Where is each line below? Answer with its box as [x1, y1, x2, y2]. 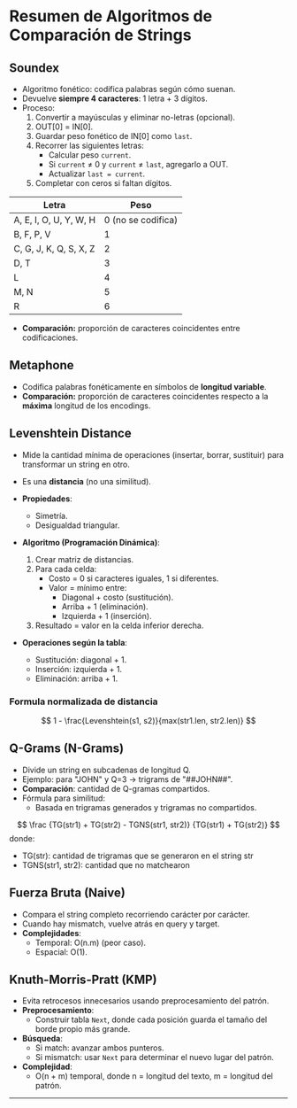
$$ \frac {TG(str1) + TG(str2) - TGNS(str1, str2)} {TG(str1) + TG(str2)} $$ [17, 819, 280, 830]
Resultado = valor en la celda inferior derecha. [34, 620, 204, 631]
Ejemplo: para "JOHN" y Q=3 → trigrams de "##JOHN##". [21, 773, 233, 785]
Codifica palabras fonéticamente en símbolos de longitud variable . [21, 381, 267, 391]
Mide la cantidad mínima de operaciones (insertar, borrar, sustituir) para [21, 449, 285, 460]
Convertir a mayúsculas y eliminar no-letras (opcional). [34, 112, 236, 122]
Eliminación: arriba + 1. [34, 673, 118, 684]
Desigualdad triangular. [34, 520, 120, 531]
